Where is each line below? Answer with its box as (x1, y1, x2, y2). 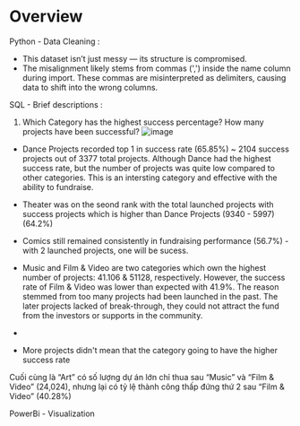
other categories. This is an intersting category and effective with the (21, 172, 278, 183)
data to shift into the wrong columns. (21, 82, 159, 92)
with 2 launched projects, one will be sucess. (21, 245, 189, 256)
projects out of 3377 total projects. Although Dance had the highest (21, 152, 271, 163)
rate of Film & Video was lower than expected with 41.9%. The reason (21, 281, 279, 292)
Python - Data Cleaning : (9, 36, 100, 47)
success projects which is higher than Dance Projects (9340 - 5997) (21, 208, 275, 219)
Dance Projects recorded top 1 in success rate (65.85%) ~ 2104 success (21, 143, 289, 154)
